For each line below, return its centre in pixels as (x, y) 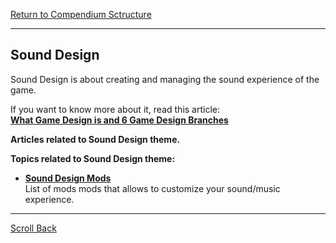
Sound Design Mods (68, 178)
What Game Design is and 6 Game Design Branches (119, 120)
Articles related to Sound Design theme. (95, 139)
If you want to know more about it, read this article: (115, 109)
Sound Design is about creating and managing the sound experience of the (165, 79)
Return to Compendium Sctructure (81, 14)
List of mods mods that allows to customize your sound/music (152, 188)
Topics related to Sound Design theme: (93, 158)
